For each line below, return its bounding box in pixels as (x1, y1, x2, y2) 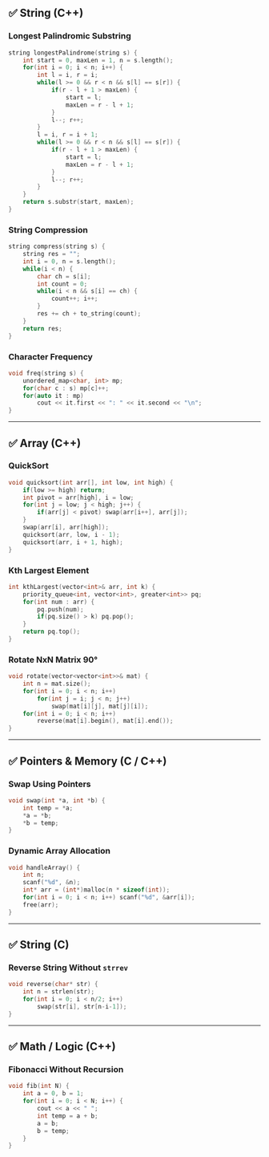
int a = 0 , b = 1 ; (22, 1090, 84, 1098)
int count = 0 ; (37, 280, 88, 288)
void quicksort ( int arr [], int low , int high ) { (8, 478, 174, 486)
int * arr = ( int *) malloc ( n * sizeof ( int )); (22, 886, 171, 894)
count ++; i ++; (50, 294, 98, 303)
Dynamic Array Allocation (8, 846, 110, 857)
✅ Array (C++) (8, 436, 82, 450)
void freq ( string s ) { (8, 369, 84, 377)
